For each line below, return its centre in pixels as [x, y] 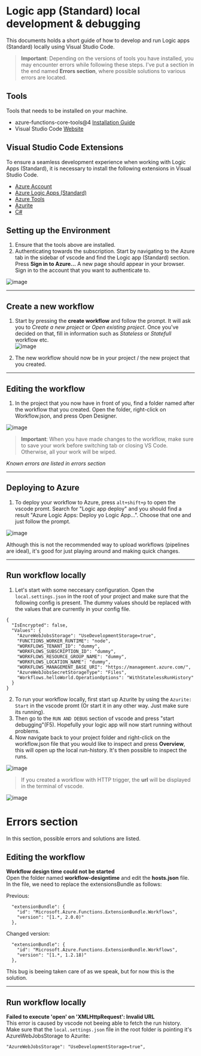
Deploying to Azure [43, 488]
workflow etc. [32, 340]
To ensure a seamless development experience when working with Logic [96, 162]
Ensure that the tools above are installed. [65, 245]
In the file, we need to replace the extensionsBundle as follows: [84, 884]
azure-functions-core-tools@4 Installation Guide [75, 122]
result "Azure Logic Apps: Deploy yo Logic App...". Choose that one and [103, 515]
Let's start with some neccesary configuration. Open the [84, 590]
